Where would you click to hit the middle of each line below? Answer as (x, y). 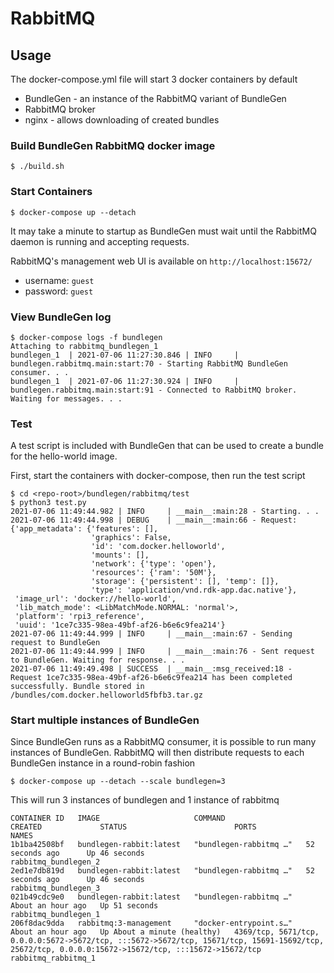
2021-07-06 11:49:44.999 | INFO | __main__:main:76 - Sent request (162, 652)
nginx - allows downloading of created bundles (122, 120)
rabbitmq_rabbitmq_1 (53, 958)
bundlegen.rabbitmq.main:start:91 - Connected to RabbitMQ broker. (154, 390)
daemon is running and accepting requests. (100, 241)
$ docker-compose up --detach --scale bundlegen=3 (118, 782)
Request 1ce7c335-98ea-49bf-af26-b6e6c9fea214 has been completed (151, 678)
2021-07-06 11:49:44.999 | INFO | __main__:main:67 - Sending (151, 634)
